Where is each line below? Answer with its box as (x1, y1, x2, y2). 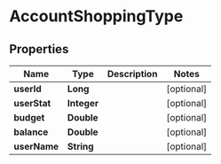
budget (13, 112, 45, 123)
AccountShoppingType (9, 6, 184, 27)
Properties (9, 42, 69, 57)
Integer (67, 98, 99, 109)
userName (13, 140, 59, 152)
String (67, 140, 95, 152)
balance (13, 126, 49, 138)
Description (107, 68, 158, 80)
